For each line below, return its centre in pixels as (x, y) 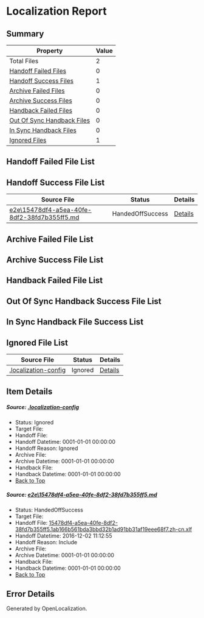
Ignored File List (37, 342)
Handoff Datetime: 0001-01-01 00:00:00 (65, 442)
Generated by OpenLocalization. (47, 609)
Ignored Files (28, 140)
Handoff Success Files (42, 81)
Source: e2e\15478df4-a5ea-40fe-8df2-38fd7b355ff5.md (82, 494)
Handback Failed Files (41, 111)
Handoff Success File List (56, 182)
